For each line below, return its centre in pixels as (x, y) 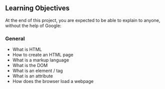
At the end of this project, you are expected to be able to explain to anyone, (83, 20)
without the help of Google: (33, 25)
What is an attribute (33, 76)
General (15, 38)
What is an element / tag (38, 71)
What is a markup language (40, 60)
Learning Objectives (37, 8)
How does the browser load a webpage (53, 81)
